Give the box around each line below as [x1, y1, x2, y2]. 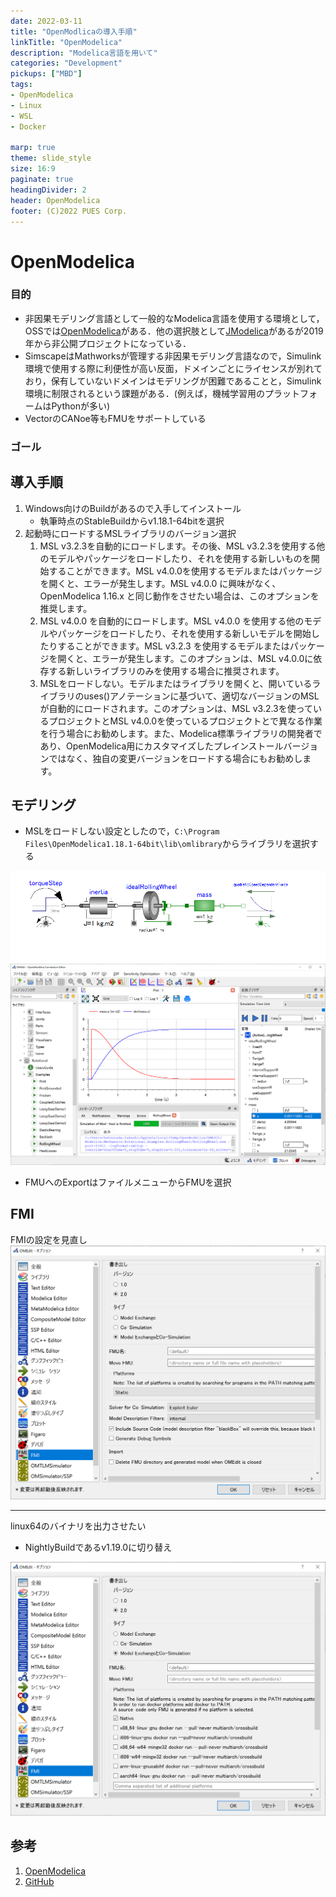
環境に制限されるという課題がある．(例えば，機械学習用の [24, 387, 265, 399]
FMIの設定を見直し [10, 1233, 88, 1245]
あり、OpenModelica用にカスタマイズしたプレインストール [39, 740, 284, 752]
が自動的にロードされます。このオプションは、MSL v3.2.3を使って [39, 702, 314, 714]
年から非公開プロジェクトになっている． [24, 337, 192, 349]
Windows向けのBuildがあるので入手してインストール [24, 502, 242, 514]
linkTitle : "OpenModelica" [10, 37, 123, 47]
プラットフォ [264, 387, 318, 399]
